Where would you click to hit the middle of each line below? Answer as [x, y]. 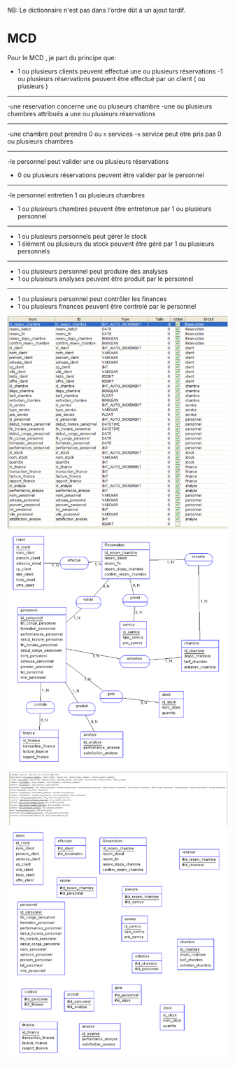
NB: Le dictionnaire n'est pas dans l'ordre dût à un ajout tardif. [97, 10]
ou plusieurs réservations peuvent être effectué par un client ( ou [111, 78]
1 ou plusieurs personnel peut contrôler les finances [92, 299]
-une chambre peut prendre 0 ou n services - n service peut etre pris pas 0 [114, 134]
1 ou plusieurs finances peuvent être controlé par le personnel [107, 306]
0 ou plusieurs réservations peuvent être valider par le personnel [111, 175]
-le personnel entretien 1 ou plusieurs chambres [76, 195]
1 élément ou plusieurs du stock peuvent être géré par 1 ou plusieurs [116, 244]
